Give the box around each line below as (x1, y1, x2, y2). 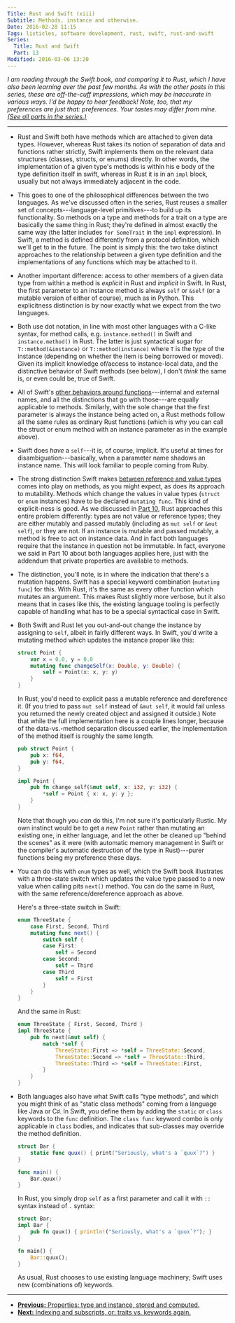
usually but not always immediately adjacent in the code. (17, 177, 181, 186)
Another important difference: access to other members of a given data (17, 271, 224, 280)
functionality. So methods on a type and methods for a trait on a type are (17, 213, 227, 221)
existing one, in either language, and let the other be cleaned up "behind (17, 831, 226, 839)
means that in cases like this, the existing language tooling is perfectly (17, 600, 220, 608)
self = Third (55, 962, 93, 969)
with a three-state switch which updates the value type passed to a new (17, 874, 225, 883)
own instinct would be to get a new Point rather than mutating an (17, 823, 205, 832)
